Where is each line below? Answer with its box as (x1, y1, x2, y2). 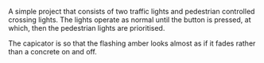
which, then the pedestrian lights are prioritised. (8, 24, 165, 32)
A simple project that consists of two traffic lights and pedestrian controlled (8, 7, 255, 16)
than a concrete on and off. (8, 47, 97, 56)
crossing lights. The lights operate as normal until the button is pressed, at (8, 15, 251, 24)
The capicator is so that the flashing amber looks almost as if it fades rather (8, 39, 256, 48)
